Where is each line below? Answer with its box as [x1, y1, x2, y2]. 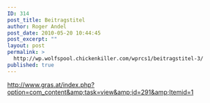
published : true [7, 62, 54, 68]
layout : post [7, 42, 45, 49]
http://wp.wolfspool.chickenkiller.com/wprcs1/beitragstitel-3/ [13, 55, 204, 62]
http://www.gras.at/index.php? [7, 80, 95, 88]
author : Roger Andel [7, 23, 67, 30]
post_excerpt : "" [7, 36, 58, 43]
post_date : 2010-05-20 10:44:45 [7, 29, 101, 37]
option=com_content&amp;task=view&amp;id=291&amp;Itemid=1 [7, 88, 194, 96]
